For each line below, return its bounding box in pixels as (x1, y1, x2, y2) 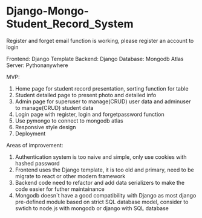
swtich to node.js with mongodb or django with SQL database (15, 204, 169, 212)
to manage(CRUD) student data (15, 104, 94, 111)
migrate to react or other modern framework (15, 172, 126, 179)
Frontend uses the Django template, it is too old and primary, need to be (15, 166, 195, 173)
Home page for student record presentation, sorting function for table (15, 85, 189, 92)
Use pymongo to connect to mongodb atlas (15, 117, 123, 124)
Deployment (15, 130, 46, 137)
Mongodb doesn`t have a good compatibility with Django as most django (15, 191, 197, 199)
